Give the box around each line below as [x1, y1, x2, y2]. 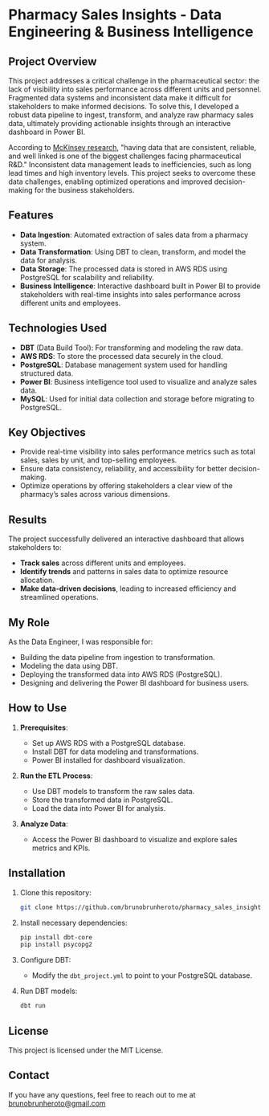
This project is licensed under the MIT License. [8, 1045, 164, 1055]
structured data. [19, 368, 74, 378]
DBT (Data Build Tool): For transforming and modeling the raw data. [19, 343, 243, 352]
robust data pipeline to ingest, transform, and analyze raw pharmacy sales [8, 110, 255, 120]
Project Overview [8, 55, 97, 68]
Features [8, 209, 54, 222]
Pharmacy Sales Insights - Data [8, 6, 222, 24]
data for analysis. [19, 255, 78, 265]
